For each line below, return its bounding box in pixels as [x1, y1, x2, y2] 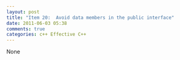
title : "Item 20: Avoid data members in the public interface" [6, 15, 174, 21]
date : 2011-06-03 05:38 [6, 20, 68, 26]
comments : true [6, 25, 45, 32]
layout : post [6, 8, 40, 15]
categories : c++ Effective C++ [6, 32, 87, 38]
